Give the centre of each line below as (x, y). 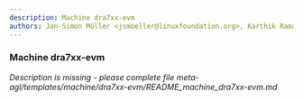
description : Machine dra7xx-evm (72, 18)
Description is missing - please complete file (92, 77)
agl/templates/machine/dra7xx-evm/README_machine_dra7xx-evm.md (143, 87)
